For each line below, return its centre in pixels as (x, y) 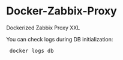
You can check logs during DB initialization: (60, 39)
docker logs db (31, 50)
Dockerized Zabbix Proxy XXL (43, 28)
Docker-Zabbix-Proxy (61, 11)
